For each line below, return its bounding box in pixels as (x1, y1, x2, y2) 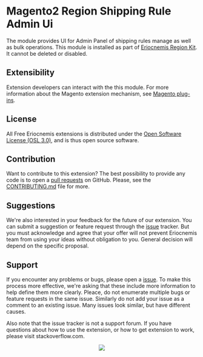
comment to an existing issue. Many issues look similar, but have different (6, 301, 191, 309)
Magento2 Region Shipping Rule (6, 4, 171, 18)
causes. (6, 308, 26, 315)
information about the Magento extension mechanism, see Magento (6, 90, 176, 97)
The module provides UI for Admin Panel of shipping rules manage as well (6, 37, 191, 44)
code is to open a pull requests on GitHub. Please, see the (6, 177, 151, 184)
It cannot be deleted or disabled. (6, 50, 88, 57)
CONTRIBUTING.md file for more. (6, 183, 90, 190)
